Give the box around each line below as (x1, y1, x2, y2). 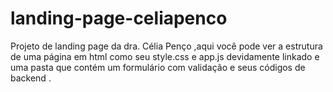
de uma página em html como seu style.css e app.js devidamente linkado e (10, 50, 320, 62)
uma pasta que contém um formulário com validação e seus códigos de (10, 61, 306, 73)
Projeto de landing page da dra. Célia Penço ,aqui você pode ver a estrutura (10, 40, 323, 52)
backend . (10, 72, 52, 84)
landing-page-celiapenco (10, 7, 228, 30)
